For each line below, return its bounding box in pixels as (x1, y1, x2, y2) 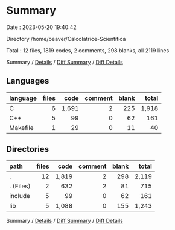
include (9, 191, 30, 200)
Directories (6, 144, 49, 154)
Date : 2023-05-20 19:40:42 (6, 23, 77, 31)
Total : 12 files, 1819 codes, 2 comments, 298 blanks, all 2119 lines (6, 46, 170, 54)
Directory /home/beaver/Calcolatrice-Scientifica (6, 35, 126, 42)
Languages (6, 76, 49, 86)
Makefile (9, 123, 34, 132)
